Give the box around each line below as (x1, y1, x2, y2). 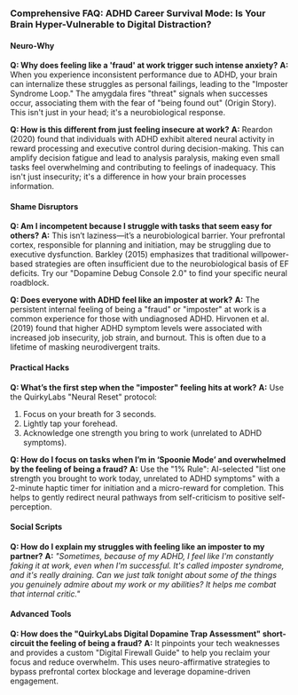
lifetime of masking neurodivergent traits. (10, 342, 161, 352)
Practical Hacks (10, 362, 70, 373)
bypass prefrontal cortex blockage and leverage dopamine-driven (10, 666, 251, 676)
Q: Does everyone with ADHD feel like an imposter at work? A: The (10, 295, 260, 305)
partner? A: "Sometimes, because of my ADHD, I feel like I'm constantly (10, 550, 274, 561)
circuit (10, 637, 35, 648)
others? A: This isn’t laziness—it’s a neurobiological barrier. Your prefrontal (10, 230, 286, 241)
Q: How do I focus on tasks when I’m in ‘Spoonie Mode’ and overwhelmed (10, 454, 286, 464)
